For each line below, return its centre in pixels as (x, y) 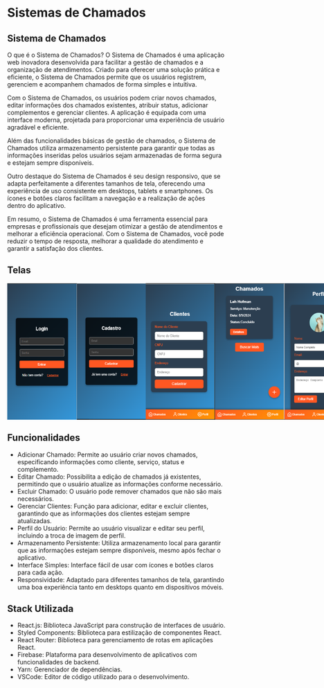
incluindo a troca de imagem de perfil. (71, 536)
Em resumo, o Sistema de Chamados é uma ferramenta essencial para (108, 219)
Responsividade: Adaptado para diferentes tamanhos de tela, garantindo (121, 579)
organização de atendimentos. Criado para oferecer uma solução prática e (114, 70)
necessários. (35, 499)
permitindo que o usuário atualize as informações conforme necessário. (120, 484)
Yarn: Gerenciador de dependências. (70, 669)
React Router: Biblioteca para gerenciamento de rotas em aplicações (115, 640)
